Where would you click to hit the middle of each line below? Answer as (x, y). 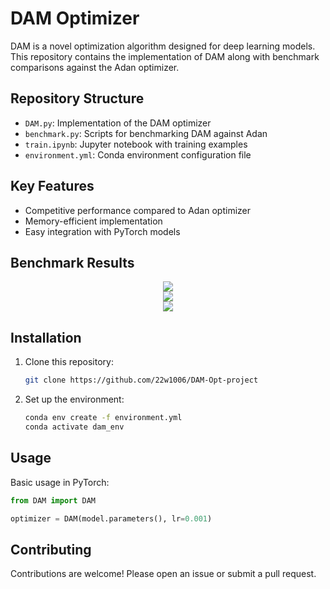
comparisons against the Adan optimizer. (95, 67)
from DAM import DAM (53, 500)
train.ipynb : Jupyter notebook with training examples (136, 144)
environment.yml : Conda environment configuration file (138, 154)
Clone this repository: (69, 362)
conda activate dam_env (74, 427)
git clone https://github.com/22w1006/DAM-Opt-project (141, 380)
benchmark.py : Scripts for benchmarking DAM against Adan (146, 133)
